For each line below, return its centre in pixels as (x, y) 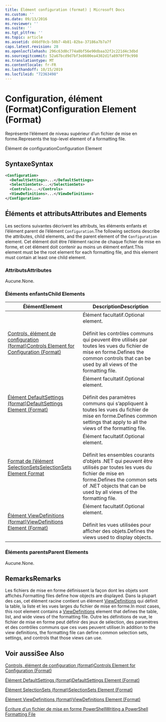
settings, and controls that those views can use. (54, 638)
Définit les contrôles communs (118, 333)
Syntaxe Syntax (29, 164)
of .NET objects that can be (114, 486)
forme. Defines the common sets (120, 480)
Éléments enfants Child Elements (45, 294)
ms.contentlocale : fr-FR (31, 65)
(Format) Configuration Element (71, 109)
